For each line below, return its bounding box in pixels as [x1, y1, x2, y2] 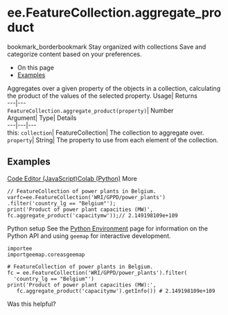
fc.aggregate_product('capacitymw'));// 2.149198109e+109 [7, 212, 178, 219]
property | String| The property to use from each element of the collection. [7, 135, 219, 144]
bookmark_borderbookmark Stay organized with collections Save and [7, 42, 207, 51]
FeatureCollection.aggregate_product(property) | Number [7, 106, 174, 114]
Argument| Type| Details [7, 113, 77, 122]
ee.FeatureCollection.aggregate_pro [7, 5, 222, 21]
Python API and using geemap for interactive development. [7, 231, 171, 240]
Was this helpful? [7, 300, 57, 308]
